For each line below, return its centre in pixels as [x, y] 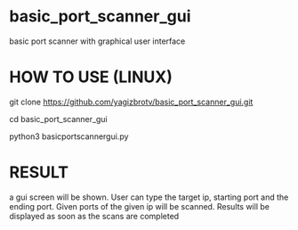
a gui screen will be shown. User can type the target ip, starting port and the [149, 197]
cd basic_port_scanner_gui [59, 119]
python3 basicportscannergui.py [69, 136]
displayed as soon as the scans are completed [94, 216]
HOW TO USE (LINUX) [91, 77]
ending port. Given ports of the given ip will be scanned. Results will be [139, 206]
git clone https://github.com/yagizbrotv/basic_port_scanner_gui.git [131, 102]
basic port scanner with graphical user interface [97, 41]
